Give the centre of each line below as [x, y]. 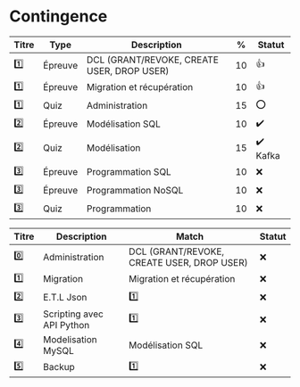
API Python [67, 325]
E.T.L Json [65, 298]
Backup [59, 367]
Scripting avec [74, 314]
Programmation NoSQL [135, 191]
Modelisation [71, 339]
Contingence [58, 16]
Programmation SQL [129, 172]
